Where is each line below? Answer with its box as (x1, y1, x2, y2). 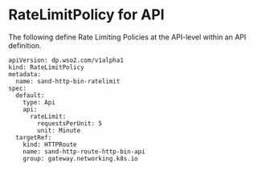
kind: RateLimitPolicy (8, 63, 84, 71)
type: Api (23, 98, 56, 106)
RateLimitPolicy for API (8, 6, 165, 24)
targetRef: (15, 133, 52, 141)
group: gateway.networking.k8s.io (23, 154, 138, 162)
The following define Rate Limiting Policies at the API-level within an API (8, 32, 247, 42)
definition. (8, 40, 42, 50)
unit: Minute (37, 126, 81, 134)
